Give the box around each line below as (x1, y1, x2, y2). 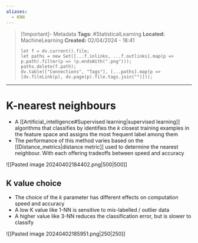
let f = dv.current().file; (20, 48, 90, 54)
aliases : (6, 8, 28, 15)
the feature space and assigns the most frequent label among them (14, 131, 179, 138)
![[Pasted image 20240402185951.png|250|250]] (6, 231, 126, 238)
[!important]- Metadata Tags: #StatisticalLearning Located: (20, 30, 165, 37)
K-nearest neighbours (6, 98, 116, 112)
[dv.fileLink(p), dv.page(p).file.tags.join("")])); (20, 74, 153, 80)
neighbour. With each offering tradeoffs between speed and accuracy (14, 150, 184, 157)
